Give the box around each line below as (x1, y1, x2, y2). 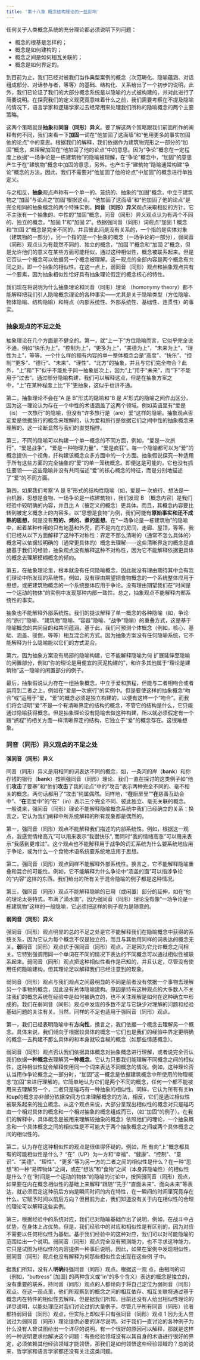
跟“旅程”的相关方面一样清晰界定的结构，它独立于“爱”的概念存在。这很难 (6, 716, 183, 724)
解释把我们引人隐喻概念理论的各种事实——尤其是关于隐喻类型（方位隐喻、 (11, 291, 194, 298)
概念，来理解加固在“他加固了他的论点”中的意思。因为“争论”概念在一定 (14, 146, 185, 153)
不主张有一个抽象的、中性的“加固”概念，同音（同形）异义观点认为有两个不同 (6, 211, 193, 218)
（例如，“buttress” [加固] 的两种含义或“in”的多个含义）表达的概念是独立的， (6, 1273, 193, 1281)
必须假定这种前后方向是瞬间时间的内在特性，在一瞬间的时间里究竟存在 (21, 1188, 194, 1195)
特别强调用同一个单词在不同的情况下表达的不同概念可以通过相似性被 (21, 950, 189, 958)
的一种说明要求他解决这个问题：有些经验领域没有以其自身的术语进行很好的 (6, 1333, 189, 1340)
